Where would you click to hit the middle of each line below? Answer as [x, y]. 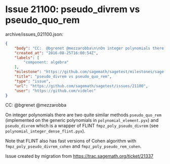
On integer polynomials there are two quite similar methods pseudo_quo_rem [83, 115]
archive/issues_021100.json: [34, 34]
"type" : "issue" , [33, 81]
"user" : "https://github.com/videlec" [55, 91]
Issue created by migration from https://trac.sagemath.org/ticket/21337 [79, 156]
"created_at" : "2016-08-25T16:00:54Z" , [56, 53]
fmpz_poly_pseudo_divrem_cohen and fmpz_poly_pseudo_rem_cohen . [73, 146]
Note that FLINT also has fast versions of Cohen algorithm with [71, 141]
